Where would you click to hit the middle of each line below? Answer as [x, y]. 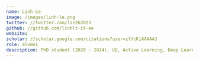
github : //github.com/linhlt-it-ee [50, 28]
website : [17, 34]
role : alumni [22, 45]
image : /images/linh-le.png [41, 17]
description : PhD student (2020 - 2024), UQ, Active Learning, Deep [92, 50]
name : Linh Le [24, 12]
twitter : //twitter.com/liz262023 [49, 22]
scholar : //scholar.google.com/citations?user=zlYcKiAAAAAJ [82, 39]
